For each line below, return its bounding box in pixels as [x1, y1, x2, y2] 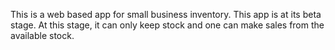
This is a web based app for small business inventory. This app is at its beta [10, 9, 322, 20]
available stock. [10, 30, 75, 41]
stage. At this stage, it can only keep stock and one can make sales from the [10, 19, 325, 31]
